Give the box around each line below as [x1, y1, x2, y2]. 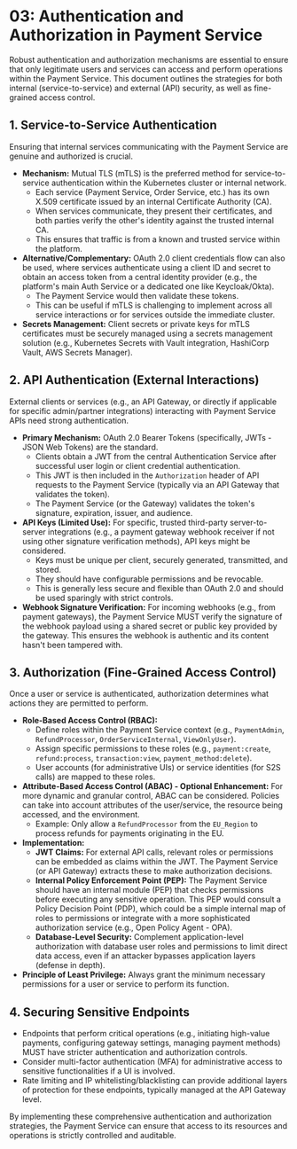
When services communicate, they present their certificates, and [35, 206, 273, 216]
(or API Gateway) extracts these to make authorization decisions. [35, 866, 273, 877]
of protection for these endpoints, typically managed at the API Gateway [21, 1084, 286, 1096]
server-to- [229, 517, 268, 528]
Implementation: [21, 838, 85, 848]
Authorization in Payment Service [9, 25, 263, 45]
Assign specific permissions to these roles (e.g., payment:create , [35, 743, 271, 754]
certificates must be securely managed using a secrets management [21, 328, 273, 339]
